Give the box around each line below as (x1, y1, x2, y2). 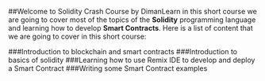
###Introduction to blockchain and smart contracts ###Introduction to (8, 47, 238, 56)
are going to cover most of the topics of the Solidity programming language (8, 15, 256, 24)
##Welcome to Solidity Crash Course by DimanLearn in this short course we (8, 7, 258, 16)
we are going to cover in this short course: (8, 31, 147, 41)
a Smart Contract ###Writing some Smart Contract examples (8, 64, 208, 73)
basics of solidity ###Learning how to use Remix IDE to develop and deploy (8, 55, 255, 64)
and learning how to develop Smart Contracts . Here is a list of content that (8, 24, 254, 32)
